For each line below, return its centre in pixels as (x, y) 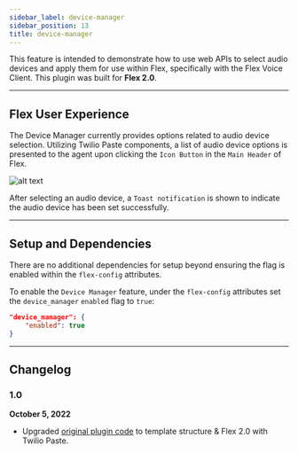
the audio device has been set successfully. (90, 207)
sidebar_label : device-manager (67, 17)
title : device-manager (51, 34)
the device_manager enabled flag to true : (82, 301)
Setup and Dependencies (81, 243)
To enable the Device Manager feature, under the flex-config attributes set (145, 292)
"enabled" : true (55, 325)
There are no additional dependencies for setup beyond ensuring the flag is (147, 265)
